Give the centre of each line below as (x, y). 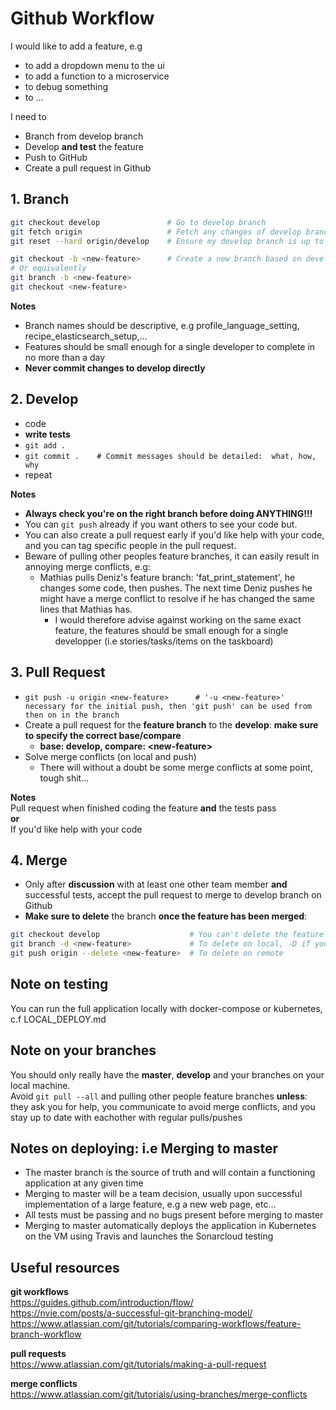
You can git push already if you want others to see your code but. (161, 524)
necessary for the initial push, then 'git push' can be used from (168, 706)
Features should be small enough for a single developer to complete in (170, 346)
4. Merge (39, 860)
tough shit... (64, 778)
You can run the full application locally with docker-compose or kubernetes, (166, 1008)
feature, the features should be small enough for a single (171, 630)
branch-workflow (46, 1334)
